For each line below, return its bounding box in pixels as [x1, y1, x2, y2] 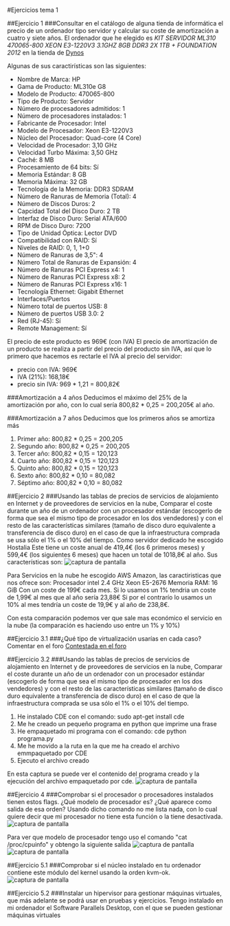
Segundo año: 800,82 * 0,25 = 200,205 [16, 442, 130, 450]
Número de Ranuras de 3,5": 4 [16, 251, 104, 259]
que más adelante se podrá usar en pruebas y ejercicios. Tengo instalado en [7, 896, 223, 905]
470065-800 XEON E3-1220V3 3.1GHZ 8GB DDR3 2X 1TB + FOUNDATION [7, 41, 218, 49]
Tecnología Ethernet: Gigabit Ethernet [16, 287, 124, 296]
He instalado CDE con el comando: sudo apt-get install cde [16, 712, 185, 721]
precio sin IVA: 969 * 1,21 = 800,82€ [16, 380, 120, 388]
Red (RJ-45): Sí [16, 317, 61, 325]
